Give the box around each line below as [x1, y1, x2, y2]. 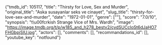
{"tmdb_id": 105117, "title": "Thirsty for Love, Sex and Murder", [5, 4, 129, 10]
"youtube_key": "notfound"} [5, 34, 61, 40]
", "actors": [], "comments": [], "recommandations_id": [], [34, 30, 149, 35]
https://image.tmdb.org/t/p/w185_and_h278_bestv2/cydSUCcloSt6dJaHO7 [7, 24, 157, 30]
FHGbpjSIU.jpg [5, 30, 35, 35]
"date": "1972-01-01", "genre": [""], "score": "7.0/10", [52, 14, 157, 20]
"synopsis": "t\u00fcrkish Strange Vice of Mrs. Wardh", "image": [5, 19, 134, 25]
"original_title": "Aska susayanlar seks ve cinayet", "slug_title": [5, 9, 129, 15]
